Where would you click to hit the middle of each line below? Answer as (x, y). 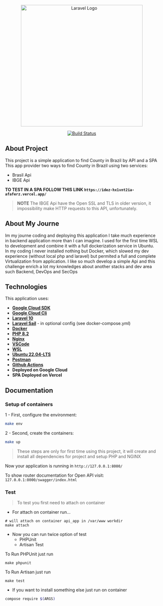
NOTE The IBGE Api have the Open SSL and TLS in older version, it (84, 203)
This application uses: (27, 299)
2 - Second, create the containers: (39, 433)
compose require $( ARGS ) (30, 599)
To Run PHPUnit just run (29, 554)
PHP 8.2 (20, 334)
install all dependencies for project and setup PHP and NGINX (79, 456)
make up (13, 442)
